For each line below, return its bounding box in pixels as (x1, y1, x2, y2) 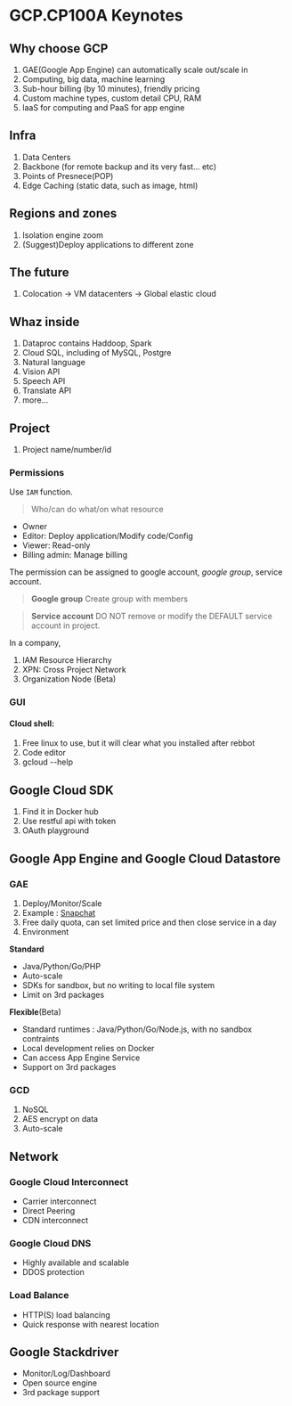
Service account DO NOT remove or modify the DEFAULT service (30, 611, 273, 622)
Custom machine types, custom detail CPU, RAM (21, 93, 202, 103)
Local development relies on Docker (21, 1042, 155, 1053)
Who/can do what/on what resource (30, 504, 164, 515)
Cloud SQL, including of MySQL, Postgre (21, 347, 172, 358)
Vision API (21, 366, 61, 377)
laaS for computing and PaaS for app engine (21, 102, 185, 112)
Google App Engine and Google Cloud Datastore (9, 851, 281, 866)
